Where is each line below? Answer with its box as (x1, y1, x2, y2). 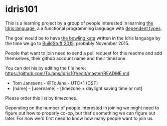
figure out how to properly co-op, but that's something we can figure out (5, 110, 155, 116)
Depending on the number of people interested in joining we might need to (5, 104, 159, 110)
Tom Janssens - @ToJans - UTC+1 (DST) (12, 80, 98, 86)
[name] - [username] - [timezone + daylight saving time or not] (12, 85, 143, 91)
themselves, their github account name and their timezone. (5, 55, 127, 61)
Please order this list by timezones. (5, 95, 78, 101)
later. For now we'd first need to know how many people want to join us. (5, 115, 154, 121)
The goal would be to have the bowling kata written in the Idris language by (5, 35, 161, 41)
